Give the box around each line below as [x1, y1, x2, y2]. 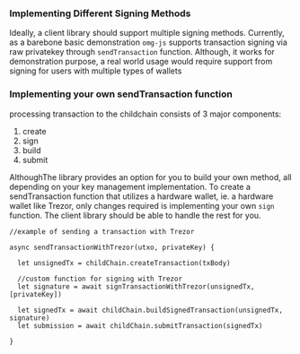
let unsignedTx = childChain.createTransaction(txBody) [17, 258, 231, 267]
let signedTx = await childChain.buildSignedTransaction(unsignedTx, [17, 306, 283, 315]
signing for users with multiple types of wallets [9, 65, 182, 76]
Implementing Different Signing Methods [9, 7, 191, 20]
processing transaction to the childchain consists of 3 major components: [9, 108, 282, 119]
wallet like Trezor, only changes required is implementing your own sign [9, 200, 276, 211]
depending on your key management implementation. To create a [9, 181, 251, 192]
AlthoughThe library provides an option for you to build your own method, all [9, 171, 292, 182]
